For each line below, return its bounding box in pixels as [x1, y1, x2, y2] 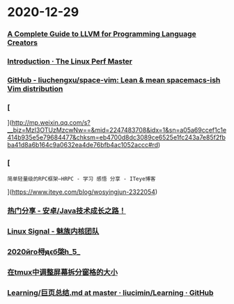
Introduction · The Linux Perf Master [7, 56, 132, 66]
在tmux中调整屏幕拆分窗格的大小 [7, 268, 118, 278]
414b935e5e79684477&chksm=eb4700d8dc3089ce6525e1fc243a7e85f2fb [7, 133, 226, 142]
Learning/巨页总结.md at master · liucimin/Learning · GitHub [7, 288, 214, 298]
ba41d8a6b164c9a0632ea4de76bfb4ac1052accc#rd [7, 141, 159, 149]
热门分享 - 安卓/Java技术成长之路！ [7, 206, 127, 216]
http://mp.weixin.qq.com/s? [11, 119, 91, 127]
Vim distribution [7, 84, 63, 93]
